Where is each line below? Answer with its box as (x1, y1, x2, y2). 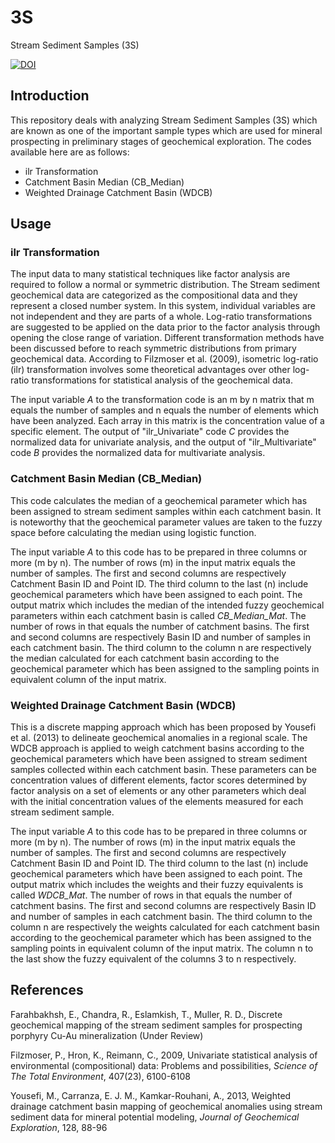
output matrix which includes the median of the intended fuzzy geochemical (10, 599, 325, 611)
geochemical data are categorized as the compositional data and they (10, 289, 298, 301)
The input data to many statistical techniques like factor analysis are (10, 268, 291, 280)
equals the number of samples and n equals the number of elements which (10, 404, 320, 416)
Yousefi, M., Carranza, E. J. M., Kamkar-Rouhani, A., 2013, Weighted (10, 1089, 292, 1101)
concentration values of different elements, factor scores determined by (10, 774, 308, 786)
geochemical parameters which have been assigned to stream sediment (10, 753, 308, 765)
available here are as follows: (10, 146, 130, 158)
